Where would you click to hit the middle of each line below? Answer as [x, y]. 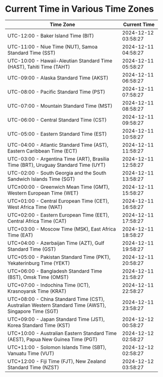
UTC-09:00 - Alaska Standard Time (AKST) [58, 78]
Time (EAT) [20, 235]
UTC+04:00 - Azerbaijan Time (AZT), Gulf [56, 243]
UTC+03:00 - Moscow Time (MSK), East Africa [62, 229]
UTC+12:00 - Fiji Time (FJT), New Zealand [57, 361]
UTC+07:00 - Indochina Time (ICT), [49, 285]
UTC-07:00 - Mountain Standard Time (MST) [60, 106]
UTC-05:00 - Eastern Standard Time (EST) [57, 134]
